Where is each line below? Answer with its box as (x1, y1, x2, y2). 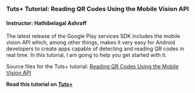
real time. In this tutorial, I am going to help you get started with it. (6, 52, 167, 59)
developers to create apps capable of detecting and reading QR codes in (6, 45, 184, 52)
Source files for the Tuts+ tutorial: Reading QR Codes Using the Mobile (6, 63, 180, 70)
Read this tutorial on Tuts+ (6, 81, 73, 88)
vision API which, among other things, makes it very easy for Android (6, 39, 175, 46)
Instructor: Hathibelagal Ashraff (6, 20, 87, 27)
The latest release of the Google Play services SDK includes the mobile (6, 33, 180, 40)
